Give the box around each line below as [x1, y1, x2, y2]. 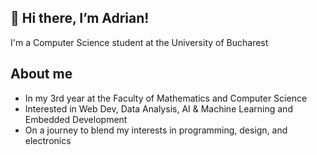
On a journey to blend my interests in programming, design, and [24, 124, 288, 136]
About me [10, 66, 73, 83]
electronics [24, 134, 72, 146]
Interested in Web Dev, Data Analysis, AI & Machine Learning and [24, 102, 293, 115]
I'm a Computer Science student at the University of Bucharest [10, 36, 269, 48]
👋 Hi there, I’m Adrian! [10, 10, 150, 27]
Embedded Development [24, 113, 128, 125]
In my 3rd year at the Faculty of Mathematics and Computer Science [24, 92, 308, 104]
